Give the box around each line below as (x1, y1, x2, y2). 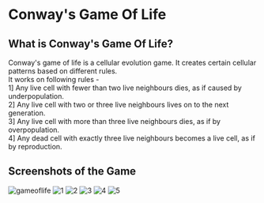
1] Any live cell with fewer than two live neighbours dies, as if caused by (8, 83, 243, 92)
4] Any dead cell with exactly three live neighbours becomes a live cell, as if (8, 133, 255, 143)
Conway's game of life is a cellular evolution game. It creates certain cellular (8, 58, 257, 67)
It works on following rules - (8, 75, 100, 84)
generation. (8, 108, 46, 118)
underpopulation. (8, 92, 65, 100)
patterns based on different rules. (8, 66, 118, 76)
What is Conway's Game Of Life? (8, 37, 174, 51)
